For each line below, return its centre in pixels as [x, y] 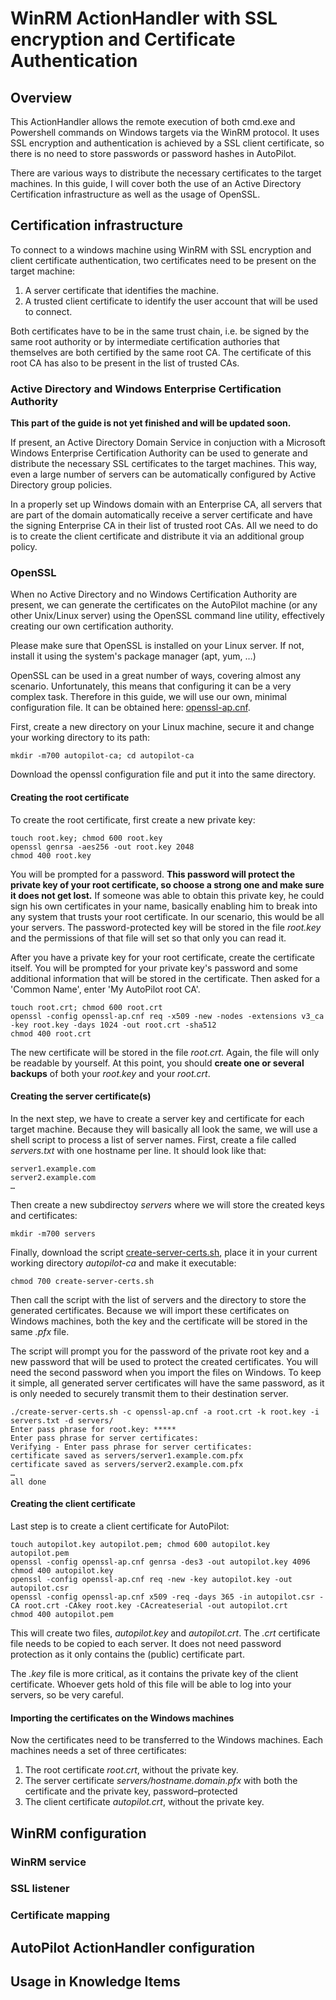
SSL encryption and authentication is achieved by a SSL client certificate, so [167, 143]
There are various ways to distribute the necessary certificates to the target [166, 173]
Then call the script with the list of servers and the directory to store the [158, 1299]
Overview [41, 97]
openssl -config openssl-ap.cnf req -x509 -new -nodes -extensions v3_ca [167, 1016]
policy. [24, 547]
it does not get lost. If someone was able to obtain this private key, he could [167, 895]
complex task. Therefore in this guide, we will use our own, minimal [148, 697]
